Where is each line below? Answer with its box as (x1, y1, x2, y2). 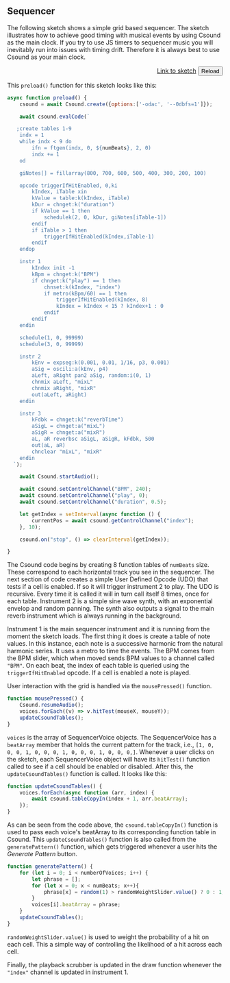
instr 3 (19, 410, 41, 417)
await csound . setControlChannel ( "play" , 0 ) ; (19, 492, 149, 499)
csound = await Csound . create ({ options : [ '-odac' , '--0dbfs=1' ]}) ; (19, 101, 213, 108)
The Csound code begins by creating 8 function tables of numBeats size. (7, 561, 210, 569)
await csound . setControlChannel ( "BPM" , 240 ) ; (19, 486, 152, 493)
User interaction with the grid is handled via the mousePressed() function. (7, 682, 212, 690)
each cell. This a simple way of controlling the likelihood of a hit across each (7, 940, 222, 948)
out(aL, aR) (31, 441, 66, 448)
